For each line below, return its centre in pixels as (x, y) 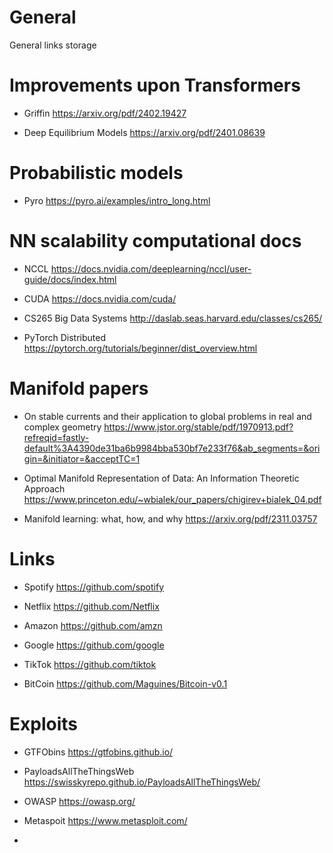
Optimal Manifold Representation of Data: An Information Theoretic (161, 478)
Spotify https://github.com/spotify (94, 587)
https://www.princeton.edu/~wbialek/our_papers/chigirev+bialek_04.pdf (172, 499)
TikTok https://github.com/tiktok (90, 664)
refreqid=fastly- (56, 437)
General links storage (53, 45)
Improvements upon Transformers (155, 85)
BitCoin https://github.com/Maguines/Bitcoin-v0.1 (125, 683)
